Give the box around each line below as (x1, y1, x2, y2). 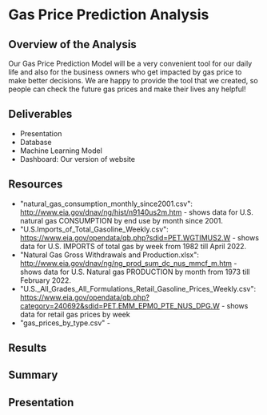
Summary (8, 369, 58, 382)
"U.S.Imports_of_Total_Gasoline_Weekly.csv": (19, 224, 169, 234)
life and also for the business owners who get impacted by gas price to (8, 67, 242, 77)
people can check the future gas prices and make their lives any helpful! (8, 84, 246, 94)
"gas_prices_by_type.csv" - (19, 318, 110, 328)
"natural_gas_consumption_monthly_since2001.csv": (19, 199, 193, 208)
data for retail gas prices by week (19, 309, 130, 319)
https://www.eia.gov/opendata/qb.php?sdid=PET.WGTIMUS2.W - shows (19, 232, 260, 242)
